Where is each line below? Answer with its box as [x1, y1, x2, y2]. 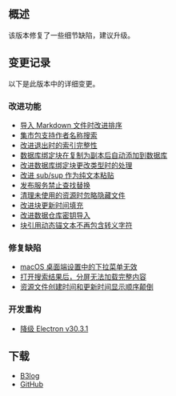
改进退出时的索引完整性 [19, 140, 98, 150]
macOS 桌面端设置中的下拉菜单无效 [19, 262, 138, 272]
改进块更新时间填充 [19, 200, 84, 210]
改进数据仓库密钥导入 [19, 210, 90, 220]
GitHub [19, 379, 44, 390]
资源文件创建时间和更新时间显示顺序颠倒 [19, 282, 154, 292]
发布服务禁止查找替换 [19, 180, 90, 190]
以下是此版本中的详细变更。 [8, 78, 100, 88]
